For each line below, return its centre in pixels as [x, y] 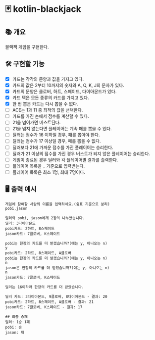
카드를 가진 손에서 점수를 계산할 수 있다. [51, 116]
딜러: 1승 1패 [18, 322]
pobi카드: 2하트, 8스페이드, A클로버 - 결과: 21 [50, 302]
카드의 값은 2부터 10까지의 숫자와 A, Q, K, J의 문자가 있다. [68, 85]
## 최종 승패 [17, 317]
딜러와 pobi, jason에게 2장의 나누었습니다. [45, 218]
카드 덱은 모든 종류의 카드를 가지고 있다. [51, 97]
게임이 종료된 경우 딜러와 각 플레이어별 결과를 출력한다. [65, 160]
